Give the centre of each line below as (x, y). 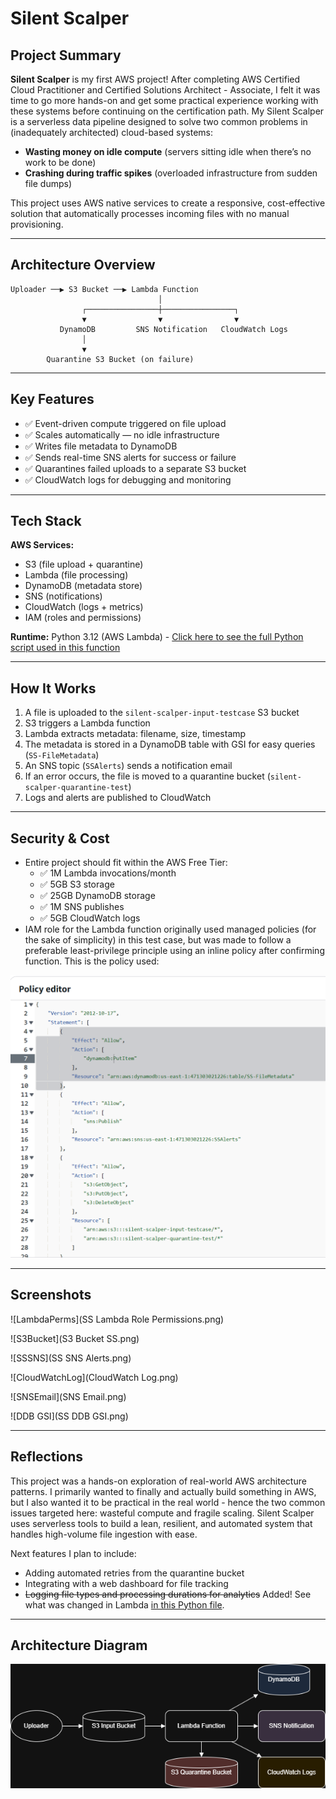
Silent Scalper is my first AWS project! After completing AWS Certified (155, 79)
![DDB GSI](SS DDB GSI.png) (69, 1416)
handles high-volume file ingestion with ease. (104, 1534)
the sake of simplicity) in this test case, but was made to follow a (158, 940)
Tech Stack (46, 521)
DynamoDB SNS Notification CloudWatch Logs (173, 329)
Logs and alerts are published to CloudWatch (118, 798)
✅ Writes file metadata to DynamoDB (101, 446)
